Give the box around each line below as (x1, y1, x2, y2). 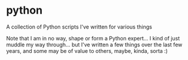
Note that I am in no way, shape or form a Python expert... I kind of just (6, 34, 180, 42)
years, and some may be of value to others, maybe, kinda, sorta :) (6, 47, 168, 54)
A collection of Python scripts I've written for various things (6, 23, 152, 30)
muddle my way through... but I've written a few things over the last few (6, 41, 183, 48)
